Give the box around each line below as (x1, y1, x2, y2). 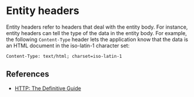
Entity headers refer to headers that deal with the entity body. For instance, (6, 23, 188, 30)
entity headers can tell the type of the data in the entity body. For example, (6, 29, 187, 36)
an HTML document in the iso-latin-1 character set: (6, 42, 130, 49)
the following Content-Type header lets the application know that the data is (6, 36, 188, 43)
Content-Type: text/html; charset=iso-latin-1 (6, 53, 122, 59)
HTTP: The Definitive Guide (14, 85, 81, 92)
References (6, 69, 49, 79)
